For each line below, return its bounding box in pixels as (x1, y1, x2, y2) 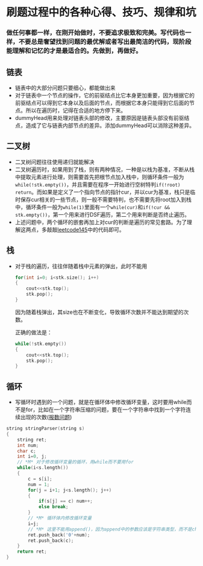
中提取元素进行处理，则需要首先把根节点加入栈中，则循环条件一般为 (14, 173, 184, 181)
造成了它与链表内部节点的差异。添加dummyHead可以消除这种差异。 (25, 122, 195, 129)
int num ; (17, 442, 39, 449)
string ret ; (17, 437, 47, 443)
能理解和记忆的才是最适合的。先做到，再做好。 (6, 46, 142, 55)
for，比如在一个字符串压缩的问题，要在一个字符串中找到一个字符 (25, 406, 186, 413)
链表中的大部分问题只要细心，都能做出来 (14, 84, 116, 91)
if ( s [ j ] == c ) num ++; (38, 498, 93, 505)
